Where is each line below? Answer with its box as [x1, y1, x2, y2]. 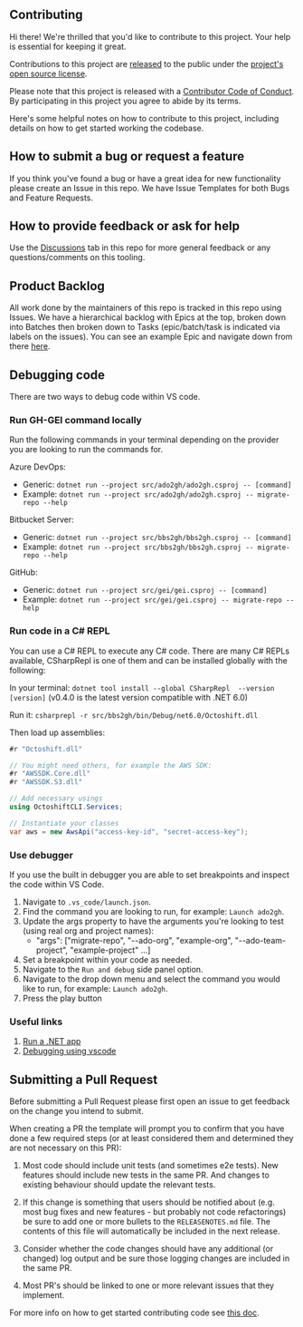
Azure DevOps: [9, 461, 66, 472]
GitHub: [9, 567, 38, 578]
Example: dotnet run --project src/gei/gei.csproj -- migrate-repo [22, 594, 282, 605]
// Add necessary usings [9, 794, 103, 803]
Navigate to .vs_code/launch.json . [22, 896, 152, 907]
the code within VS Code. [9, 878, 105, 889]
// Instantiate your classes [9, 818, 119, 828]
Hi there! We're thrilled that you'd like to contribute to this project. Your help [9, 31, 291, 42]
